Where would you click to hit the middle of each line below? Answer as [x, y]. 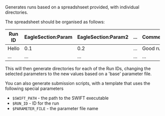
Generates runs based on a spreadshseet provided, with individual [72, 7]
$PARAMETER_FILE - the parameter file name [55, 108]
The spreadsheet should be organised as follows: [55, 22]
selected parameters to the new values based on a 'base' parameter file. [79, 74]
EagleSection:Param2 [103, 37]
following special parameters [34, 88]
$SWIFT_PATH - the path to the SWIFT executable [60, 98]
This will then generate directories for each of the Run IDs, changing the [78, 69]
